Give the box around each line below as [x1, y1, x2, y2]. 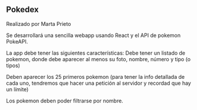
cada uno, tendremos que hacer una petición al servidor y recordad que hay [6, 79, 192, 86]
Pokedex [6, 5, 40, 15]
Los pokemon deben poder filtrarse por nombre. [6, 97, 124, 104]
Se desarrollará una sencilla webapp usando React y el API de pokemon [6, 32, 181, 39]
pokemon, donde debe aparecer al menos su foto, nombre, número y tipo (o [6, 55, 191, 62]
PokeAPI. [6, 38, 28, 45]
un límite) [6, 85, 29, 93]
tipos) [6, 62, 21, 69]
